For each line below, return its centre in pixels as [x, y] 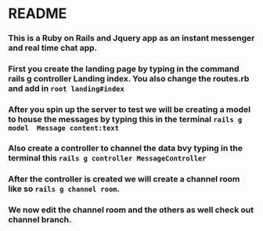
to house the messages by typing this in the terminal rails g [125, 119]
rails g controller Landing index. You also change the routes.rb [129, 79]
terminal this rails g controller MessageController [107, 157]
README [38, 14]
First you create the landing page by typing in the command [124, 69]
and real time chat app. [53, 48]
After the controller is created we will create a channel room [124, 179]
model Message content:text [64, 128]
